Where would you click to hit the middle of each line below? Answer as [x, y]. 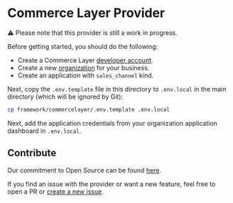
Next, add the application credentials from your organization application [113, 123]
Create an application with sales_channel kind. [86, 75]
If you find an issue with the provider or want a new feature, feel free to [112, 184]
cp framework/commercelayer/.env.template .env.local [89, 109]
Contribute [32, 153]
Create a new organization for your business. [83, 67]
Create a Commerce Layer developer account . [85, 60]
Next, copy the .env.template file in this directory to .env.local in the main [117, 89]
